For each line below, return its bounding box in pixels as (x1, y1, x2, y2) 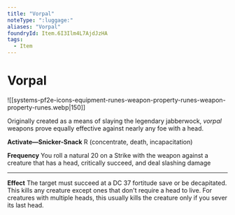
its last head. (7, 200, 44, 209)
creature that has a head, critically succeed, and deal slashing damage (7, 158, 211, 167)
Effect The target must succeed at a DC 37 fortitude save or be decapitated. (7, 179, 227, 187)
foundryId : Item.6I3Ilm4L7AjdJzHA (7, 29, 108, 37)
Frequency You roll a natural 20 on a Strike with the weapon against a (7, 151, 208, 159)
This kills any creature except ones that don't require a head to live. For (7, 186, 212, 194)
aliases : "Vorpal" (7, 23, 61, 30)
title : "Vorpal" (7, 10, 55, 17)
